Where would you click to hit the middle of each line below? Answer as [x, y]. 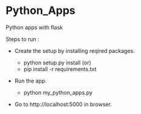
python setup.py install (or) [57, 62]
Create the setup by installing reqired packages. [74, 51]
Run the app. [30, 81]
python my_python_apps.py [58, 92]
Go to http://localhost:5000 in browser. [63, 104]
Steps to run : [23, 39]
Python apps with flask [34, 27]
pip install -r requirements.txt [60, 69]
